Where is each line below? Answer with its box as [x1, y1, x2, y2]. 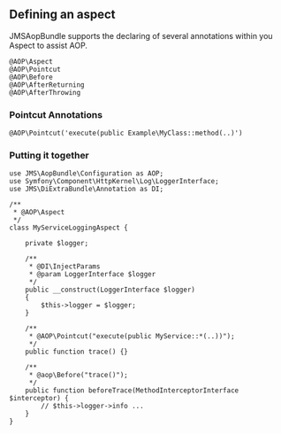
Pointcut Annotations [9, 108, 103, 120]
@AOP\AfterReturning [9, 80, 86, 89]
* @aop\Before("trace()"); [28, 371, 128, 380]
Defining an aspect [9, 7, 116, 22]
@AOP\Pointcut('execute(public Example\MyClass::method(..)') [9, 128, 243, 138]
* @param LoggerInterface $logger [28, 270, 156, 279]
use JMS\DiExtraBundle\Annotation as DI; [9, 185, 164, 194]
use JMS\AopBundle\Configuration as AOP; [9, 169, 164, 178]
